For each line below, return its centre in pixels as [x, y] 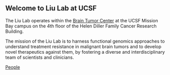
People [13, 67]
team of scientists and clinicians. [40, 57]
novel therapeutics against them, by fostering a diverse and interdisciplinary [85, 52]
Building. [15, 31]
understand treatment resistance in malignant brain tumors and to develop [83, 46]
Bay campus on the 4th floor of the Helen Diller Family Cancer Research [81, 26]
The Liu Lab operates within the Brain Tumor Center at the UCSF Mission [82, 20]
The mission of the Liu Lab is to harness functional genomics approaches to [85, 41]
